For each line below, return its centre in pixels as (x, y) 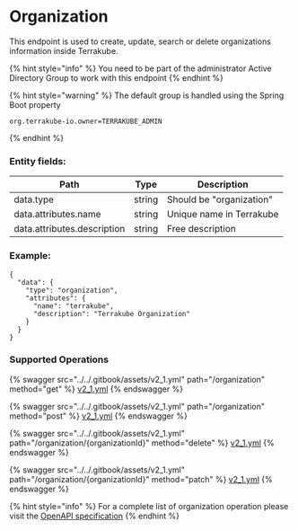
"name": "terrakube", (74, 306)
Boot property (35, 104)
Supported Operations (59, 359)
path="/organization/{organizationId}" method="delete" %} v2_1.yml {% (142, 443)
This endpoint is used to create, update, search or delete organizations (140, 41)
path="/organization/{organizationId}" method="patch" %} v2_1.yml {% (141, 479)
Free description (202, 229)
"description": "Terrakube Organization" (112, 314)
